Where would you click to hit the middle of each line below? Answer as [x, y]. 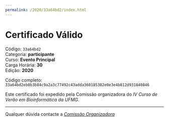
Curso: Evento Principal [30, 59]
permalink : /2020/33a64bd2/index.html [46, 10]
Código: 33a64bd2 [23, 49]
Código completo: [24, 80]
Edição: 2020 [19, 70]
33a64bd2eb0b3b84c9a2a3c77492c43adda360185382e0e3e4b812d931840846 [77, 85]
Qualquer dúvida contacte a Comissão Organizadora [60, 114]
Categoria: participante [30, 54]
